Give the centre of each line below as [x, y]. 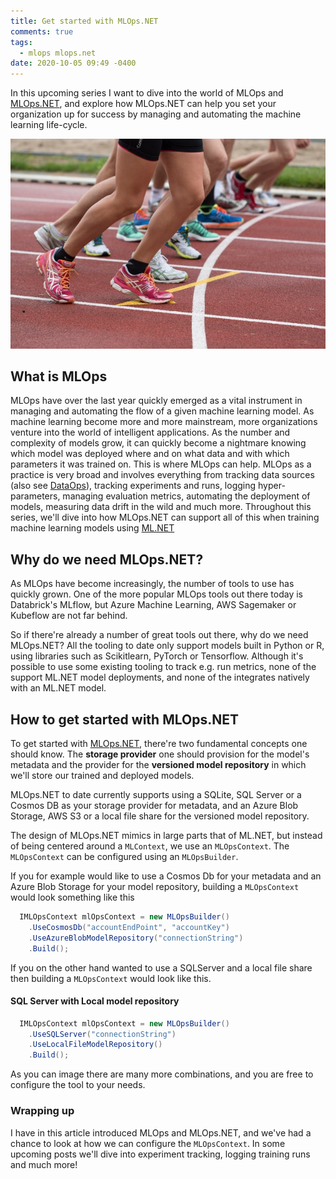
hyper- [272, 486]
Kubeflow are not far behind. [69, 616]
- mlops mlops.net [58, 53]
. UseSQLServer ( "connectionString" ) [102, 1034]
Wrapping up [42, 1111]
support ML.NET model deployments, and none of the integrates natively [160, 677]
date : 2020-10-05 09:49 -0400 [73, 63]
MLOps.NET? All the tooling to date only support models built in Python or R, [167, 646]
